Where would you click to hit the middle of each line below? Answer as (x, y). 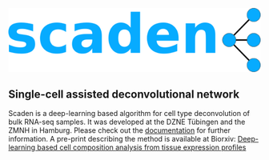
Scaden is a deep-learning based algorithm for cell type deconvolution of (129, 114)
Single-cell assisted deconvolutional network (124, 94)
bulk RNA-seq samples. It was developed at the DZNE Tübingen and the (127, 122)
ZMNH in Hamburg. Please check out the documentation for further (119, 130)
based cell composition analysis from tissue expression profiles (142, 147)
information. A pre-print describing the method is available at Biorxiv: (122, 139)
